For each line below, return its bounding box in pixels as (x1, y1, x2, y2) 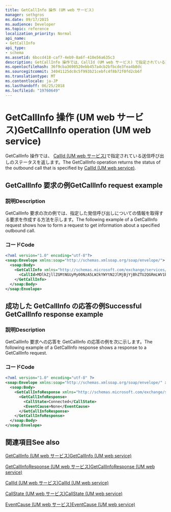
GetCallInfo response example (5, 310, 103, 318)
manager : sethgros (5, 12, 44, 17)
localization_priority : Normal (5, 31, 72, 36)
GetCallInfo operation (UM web (17, 124, 151, 136)
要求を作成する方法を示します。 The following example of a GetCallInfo (9, 217, 158, 223)
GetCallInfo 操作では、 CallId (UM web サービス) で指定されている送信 (5, 153, 151, 159)
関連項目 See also (5, 438, 60, 447)
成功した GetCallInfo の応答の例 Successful (5, 302, 142, 310)
